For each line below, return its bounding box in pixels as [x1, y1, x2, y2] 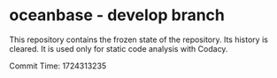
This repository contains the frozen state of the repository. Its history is [9, 34, 268, 45]
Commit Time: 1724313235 [9, 60, 107, 71]
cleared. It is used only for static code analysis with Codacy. [9, 43, 228, 53]
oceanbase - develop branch [9, 5, 226, 25]
